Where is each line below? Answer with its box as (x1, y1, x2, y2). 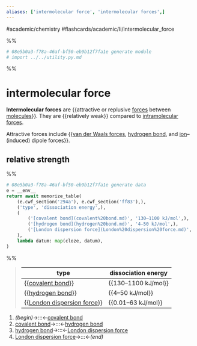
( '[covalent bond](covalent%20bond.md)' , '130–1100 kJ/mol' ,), (28, 215, 189, 221)
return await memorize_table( (6, 193, 82, 199)
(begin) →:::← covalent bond (14, 314, 83, 321)
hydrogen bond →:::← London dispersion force (14, 326, 128, 334)
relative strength (6, 154, 70, 164)
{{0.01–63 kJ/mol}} (108, 298, 163, 307)
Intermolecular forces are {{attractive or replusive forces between (6, 106, 171, 113)
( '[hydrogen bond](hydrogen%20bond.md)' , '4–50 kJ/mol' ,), (28, 221, 179, 227)
